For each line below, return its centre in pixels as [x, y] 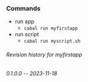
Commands [23, 8]
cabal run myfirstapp [51, 28]
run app [25, 22]
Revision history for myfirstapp [44, 54]
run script [27, 34]
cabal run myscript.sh [52, 41]
